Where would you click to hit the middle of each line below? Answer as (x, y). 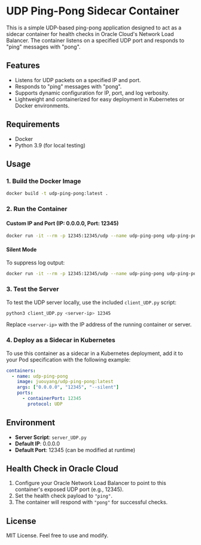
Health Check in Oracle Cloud (62, 469)
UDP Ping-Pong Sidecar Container (93, 11)
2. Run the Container (37, 209)
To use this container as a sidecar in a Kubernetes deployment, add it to (95, 353)
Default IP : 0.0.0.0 (37, 443)
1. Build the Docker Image (44, 181)
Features (23, 66)
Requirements (33, 124)
